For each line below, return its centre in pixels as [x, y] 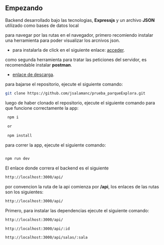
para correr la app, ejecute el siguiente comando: [55, 145]
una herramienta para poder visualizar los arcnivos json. [63, 40]
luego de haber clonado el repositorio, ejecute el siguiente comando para [80, 103]
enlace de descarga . [33, 75]
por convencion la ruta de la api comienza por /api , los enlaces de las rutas [82, 186]
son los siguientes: [24, 192]
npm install [20, 136]
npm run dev [17, 159]
